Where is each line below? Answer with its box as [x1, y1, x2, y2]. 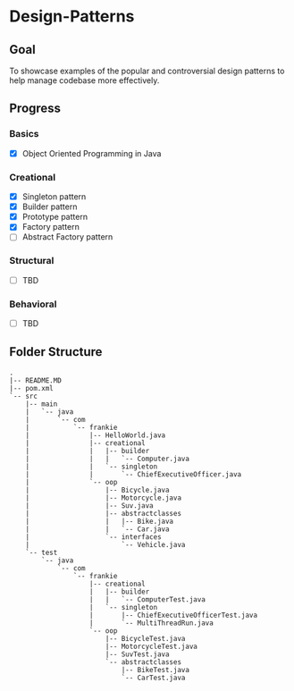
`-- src [9, 392, 38, 400]
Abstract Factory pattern [21, 232, 113, 242]
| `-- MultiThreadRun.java [88, 619, 214, 628]
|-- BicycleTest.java [105, 634, 186, 643]
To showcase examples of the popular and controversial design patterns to [9, 65, 285, 76]
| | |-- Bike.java [25, 517, 174, 526]
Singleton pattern [21, 191, 87, 202]
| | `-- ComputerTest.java [88, 594, 206, 604]
